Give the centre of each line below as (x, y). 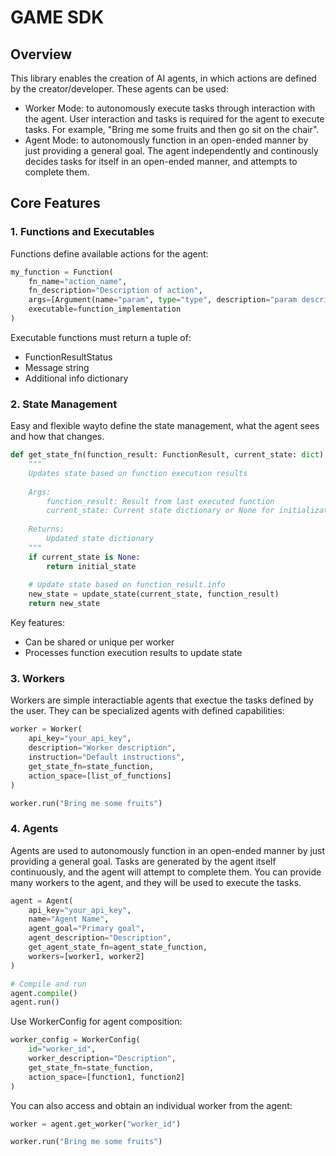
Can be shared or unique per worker (99, 642)
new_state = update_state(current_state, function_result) (154, 594)
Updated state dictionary (100, 539)
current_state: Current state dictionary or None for (160, 511)
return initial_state (91, 566)
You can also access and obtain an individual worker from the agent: (151, 1105)
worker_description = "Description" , (102, 1059)
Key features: (37, 623)
